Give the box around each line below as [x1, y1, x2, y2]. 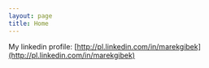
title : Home [8, 19, 49, 28]
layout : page [8, 11, 53, 20]
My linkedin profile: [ [8, 41, 77, 51]
